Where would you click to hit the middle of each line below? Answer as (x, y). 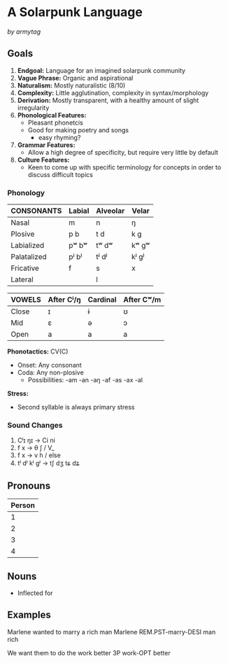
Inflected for (35, 593)
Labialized (28, 246)
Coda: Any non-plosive (50, 372)
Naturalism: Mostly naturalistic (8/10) (71, 85)
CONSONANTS (36, 211)
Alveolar (110, 211)
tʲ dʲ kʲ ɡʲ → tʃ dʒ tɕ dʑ (48, 463)
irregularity (33, 107)
